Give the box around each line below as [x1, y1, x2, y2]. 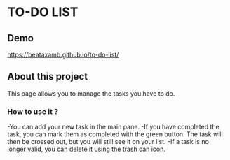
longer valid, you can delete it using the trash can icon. [7, 145, 166, 154]
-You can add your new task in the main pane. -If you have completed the [7, 123, 219, 131]
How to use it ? [7, 106, 58, 116]
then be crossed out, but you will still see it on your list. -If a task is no [7, 138, 209, 146]
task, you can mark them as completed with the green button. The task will [7, 130, 223, 138]
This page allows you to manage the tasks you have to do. [7, 89, 175, 98]
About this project [7, 71, 88, 82]
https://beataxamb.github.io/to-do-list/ [7, 50, 119, 59]
